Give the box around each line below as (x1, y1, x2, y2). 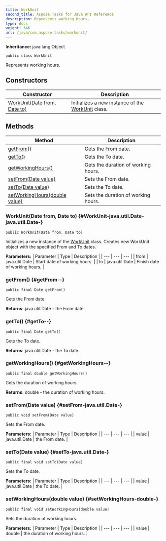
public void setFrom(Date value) (5, 413, 74, 418)
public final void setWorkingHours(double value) (5, 507, 110, 512)
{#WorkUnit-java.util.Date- (78, 212, 144, 219)
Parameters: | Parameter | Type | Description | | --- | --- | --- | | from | (5, 253, 148, 259)
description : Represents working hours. (5, 16, 90, 21)
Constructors (5, 76, 48, 84)
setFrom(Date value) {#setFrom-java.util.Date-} (5, 401, 123, 408)
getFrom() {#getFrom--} (5, 276, 65, 283)
